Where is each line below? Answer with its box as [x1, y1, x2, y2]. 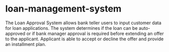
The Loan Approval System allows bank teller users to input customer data [5, 20, 162, 26]
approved [5, 30, 25, 36]
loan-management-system [5, 3, 122, 15]
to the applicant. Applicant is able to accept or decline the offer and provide [5, 36, 164, 42]
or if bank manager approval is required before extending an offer [26, 30, 164, 36]
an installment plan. [5, 41, 46, 47]
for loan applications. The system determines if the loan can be [5, 25, 138, 31]
